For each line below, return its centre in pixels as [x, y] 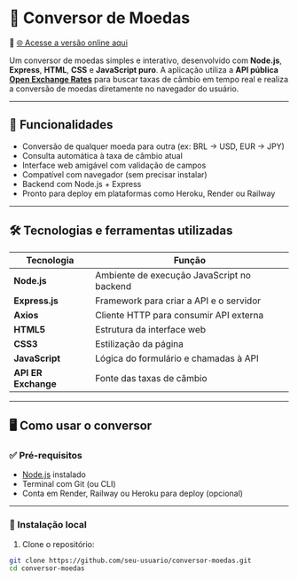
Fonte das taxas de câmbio [151, 378]
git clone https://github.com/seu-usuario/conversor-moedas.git [130, 560]
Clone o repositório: [58, 544]
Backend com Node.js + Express [82, 184]
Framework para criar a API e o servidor [178, 301]
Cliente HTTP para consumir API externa [179, 315]
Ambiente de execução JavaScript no [173, 275]
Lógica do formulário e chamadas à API [176, 358]
